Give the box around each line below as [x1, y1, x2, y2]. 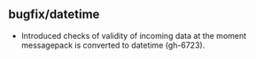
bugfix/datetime [8, 7, 100, 22]
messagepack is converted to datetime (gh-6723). [20, 40, 206, 50]
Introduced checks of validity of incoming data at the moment [20, 30, 247, 41]
